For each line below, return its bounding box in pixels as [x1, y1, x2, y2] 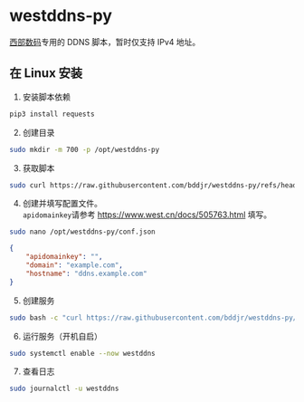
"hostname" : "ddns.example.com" [25, 269, 147, 278]
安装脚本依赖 [22, 91, 71, 102]
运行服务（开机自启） [22, 330, 102, 341]
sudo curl [9, 180, 47, 190]
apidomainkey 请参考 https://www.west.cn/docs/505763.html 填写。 [22, 209, 272, 220]
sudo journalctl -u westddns [9, 384, 119, 394]
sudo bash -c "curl [9, 313, 83, 322]
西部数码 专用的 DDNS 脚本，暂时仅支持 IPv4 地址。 [9, 36, 201, 47]
